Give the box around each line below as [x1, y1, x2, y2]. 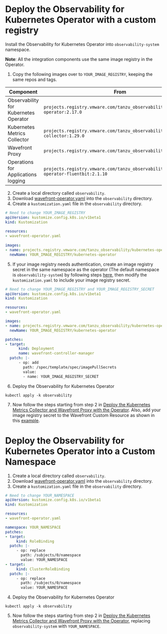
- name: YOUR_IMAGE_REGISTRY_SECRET [23, 374, 99, 379]
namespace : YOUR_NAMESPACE [5, 525, 61, 530]
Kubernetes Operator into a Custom [5, 445, 156, 457]
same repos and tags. [12, 76, 57, 82]
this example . [12, 417, 40, 423]
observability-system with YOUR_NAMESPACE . [12, 623, 101, 630]
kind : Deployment [18, 346, 55, 351]
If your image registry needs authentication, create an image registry [12, 261, 153, 267]
